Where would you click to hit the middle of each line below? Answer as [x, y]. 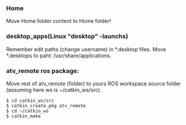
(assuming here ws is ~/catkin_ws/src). [54, 90]
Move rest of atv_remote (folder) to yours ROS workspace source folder [94, 83]
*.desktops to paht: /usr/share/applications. [59, 55]
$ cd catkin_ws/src [30, 101]
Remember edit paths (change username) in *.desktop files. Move [86, 49]
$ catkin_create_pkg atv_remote [46, 106]
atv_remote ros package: [43, 71]
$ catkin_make [24, 116]
